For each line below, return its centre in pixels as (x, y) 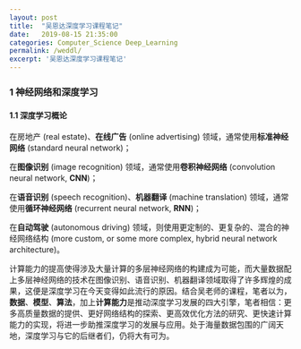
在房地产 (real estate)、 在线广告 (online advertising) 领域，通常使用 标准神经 (149, 137)
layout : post (34, 17)
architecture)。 (37, 250)
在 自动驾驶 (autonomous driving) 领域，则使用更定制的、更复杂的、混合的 (146, 227)
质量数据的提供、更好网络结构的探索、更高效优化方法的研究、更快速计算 (158, 313)
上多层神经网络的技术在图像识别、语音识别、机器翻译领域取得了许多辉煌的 (146, 280)
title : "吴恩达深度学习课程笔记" (66, 26)
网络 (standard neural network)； (70, 148)
